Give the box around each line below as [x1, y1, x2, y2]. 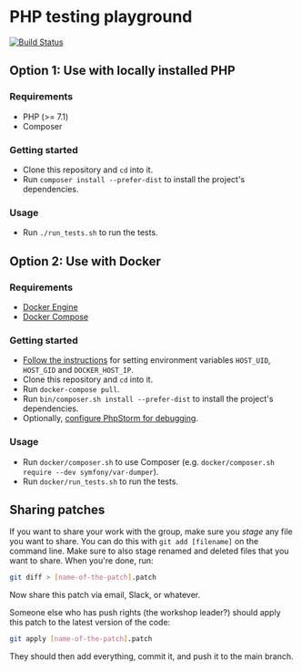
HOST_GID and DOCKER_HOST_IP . [22, 365, 134, 376]
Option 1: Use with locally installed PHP [9, 63, 236, 78]
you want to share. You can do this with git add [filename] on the [9, 536, 259, 547]
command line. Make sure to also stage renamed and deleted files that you [9, 545, 289, 557]
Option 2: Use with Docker [9, 253, 162, 269]
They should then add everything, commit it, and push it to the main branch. [9, 651, 294, 662]
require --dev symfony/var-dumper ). [22, 466, 159, 477]
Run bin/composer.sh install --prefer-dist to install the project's [22, 394, 274, 405]
